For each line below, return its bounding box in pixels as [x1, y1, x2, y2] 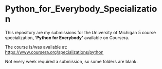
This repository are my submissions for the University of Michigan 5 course [5, 29, 156, 35]
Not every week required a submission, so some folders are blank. [5, 58, 138, 64]
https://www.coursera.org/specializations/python [5, 49, 104, 55]
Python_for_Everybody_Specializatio [5, 3, 157, 14]
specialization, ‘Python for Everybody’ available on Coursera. [5, 35, 129, 41]
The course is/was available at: [5, 44, 67, 50]
